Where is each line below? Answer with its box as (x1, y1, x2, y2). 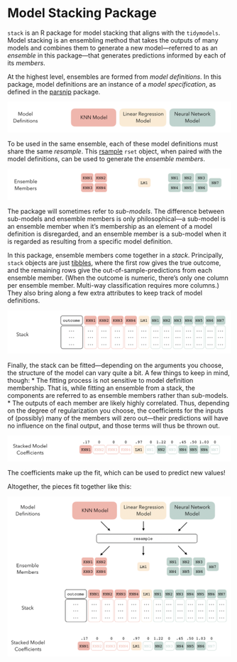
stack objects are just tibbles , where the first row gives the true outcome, (7, 258, 221, 267)
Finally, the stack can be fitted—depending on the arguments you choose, (7, 361, 224, 369)
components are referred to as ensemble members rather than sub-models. (7, 391, 228, 399)
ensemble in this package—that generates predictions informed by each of (7, 51, 226, 60)
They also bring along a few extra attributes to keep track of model (7, 288, 203, 297)
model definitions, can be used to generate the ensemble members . (7, 154, 206, 163)
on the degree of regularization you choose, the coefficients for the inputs (7, 406, 224, 415)
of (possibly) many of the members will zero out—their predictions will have (7, 413, 228, 422)
